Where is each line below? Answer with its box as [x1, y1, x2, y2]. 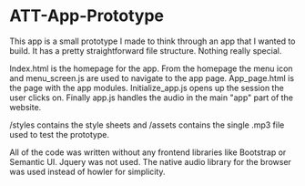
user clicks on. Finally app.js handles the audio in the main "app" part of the [9, 92, 294, 103]
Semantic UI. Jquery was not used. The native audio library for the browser [9, 156, 291, 167]
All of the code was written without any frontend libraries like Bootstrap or [9, 147, 287, 158]
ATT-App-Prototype [9, 5, 165, 26]
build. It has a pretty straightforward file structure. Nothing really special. [9, 45, 282, 56]
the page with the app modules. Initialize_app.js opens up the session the [9, 82, 284, 93]
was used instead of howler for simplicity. [9, 166, 166, 177]
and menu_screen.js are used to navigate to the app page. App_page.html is [9, 72, 294, 83]
